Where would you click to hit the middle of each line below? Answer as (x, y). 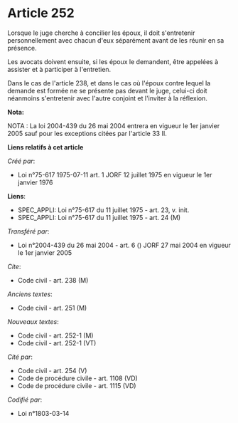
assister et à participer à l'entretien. (59, 69)
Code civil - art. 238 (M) (53, 280)
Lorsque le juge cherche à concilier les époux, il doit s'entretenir (101, 33)
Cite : (14, 266)
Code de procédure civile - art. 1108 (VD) (78, 378)
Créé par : (21, 161)
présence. (22, 48)
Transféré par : (28, 231)
